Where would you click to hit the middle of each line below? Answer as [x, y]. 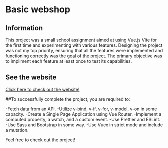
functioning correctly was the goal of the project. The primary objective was [84, 56]
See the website [31, 77]
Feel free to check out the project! [40, 140]
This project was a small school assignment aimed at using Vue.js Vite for [81, 40]
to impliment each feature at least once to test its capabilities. [69, 61]
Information [24, 28]
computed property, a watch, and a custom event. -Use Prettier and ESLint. [83, 119]
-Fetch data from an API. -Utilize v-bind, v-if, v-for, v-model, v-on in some [81, 109]
